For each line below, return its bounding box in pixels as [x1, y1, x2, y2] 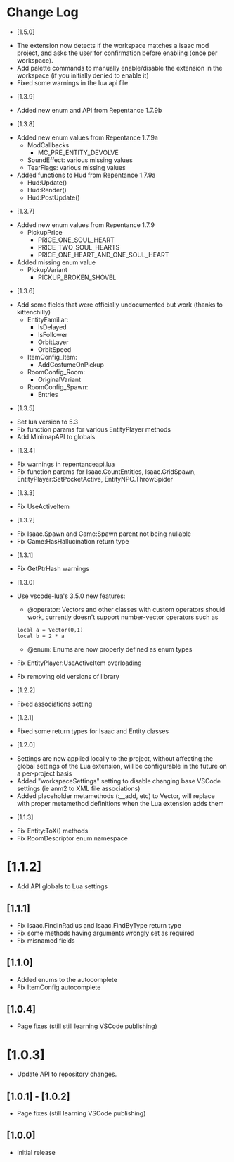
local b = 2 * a [16, 632, 65, 640]
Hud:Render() [27, 185, 67, 194]
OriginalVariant [37, 375, 82, 384]
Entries [37, 390, 59, 398]
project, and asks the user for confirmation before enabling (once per [16, 49, 218, 57]
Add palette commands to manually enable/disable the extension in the [16, 63, 223, 72]
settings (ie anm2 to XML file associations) [16, 784, 141, 793]
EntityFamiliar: [27, 315, 69, 324]
